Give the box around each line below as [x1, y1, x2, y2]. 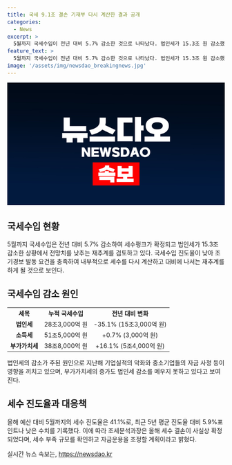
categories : [7, 18, 41, 26]
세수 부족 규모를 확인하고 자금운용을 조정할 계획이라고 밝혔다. [32, 435, 197, 443]
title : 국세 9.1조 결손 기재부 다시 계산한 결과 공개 [7, 11, 140, 18]
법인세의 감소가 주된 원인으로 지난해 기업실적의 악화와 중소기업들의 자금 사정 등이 [7, 358, 225, 367]
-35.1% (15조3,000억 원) [93, 320, 167, 328]
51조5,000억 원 [43, 331, 88, 339]
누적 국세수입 [48, 309, 84, 318]
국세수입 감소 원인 [7, 288, 79, 300]
